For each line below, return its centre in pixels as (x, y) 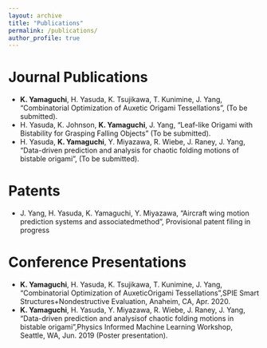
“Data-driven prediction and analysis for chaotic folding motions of (129, 150)
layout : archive (35, 16)
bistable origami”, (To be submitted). (79, 159)
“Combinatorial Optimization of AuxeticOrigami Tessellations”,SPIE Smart (139, 293)
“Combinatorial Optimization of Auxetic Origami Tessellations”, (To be (133, 108)
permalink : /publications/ (53, 30)
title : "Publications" (46, 23)
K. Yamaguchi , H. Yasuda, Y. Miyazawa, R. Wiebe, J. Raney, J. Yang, (132, 310)
